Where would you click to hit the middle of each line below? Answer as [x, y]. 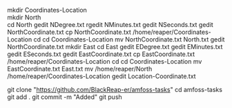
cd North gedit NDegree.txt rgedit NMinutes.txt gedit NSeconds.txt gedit [110, 25]
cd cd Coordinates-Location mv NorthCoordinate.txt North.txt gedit [129, 39]
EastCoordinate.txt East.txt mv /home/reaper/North [80, 69]
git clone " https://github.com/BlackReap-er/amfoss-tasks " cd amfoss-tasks [115, 90]
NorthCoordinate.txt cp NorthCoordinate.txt [69, 32]
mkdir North [24, 17]
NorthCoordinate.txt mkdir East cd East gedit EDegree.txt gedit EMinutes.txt [115, 47]
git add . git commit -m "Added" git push [65, 97]
